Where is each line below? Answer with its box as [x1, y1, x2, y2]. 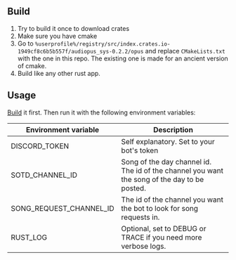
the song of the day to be [121, 174, 204, 184]
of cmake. [17, 61, 47, 70]
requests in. [121, 212, 160, 222]
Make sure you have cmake [17, 32, 98, 40]
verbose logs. [121, 241, 166, 251]
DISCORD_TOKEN [11, 141, 70, 150]
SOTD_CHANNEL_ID [11, 170, 77, 180]
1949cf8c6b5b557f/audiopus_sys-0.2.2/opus [17, 48, 144, 55]
